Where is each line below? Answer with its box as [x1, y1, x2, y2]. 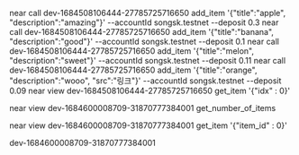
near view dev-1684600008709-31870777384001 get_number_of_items [9, 103, 276, 113]
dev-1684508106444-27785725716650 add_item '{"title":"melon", [9, 46, 255, 56]
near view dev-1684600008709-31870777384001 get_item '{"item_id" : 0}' [9, 120, 288, 131]
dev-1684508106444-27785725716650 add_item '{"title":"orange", [9, 65, 258, 75]
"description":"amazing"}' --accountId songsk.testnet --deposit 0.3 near [9, 17, 279, 28]
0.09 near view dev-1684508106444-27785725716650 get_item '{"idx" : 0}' [9, 85, 291, 96]
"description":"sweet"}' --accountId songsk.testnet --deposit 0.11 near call [9, 56, 286, 65]
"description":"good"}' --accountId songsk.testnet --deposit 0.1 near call [9, 36, 279, 47]
